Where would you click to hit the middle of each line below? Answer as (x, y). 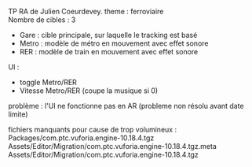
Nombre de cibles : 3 (42, 20)
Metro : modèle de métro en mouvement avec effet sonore (114, 43)
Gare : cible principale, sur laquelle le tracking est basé (108, 35)
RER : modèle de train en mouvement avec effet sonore (109, 52)
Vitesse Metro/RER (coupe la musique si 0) (89, 91)
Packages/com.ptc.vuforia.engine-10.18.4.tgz (81, 138)
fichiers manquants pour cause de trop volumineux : (93, 130)
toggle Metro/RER (48, 82)
